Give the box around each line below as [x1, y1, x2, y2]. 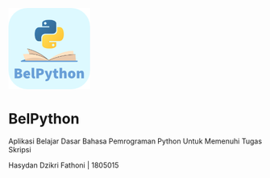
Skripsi [8, 144, 31, 154]
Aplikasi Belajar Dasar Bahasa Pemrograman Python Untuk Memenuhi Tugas [8, 136, 263, 146]
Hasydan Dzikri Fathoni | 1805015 [8, 160, 119, 170]
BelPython [8, 110, 80, 128]
